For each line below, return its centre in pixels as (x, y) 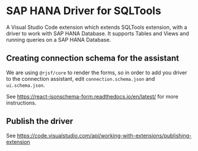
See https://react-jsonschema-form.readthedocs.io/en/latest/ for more (92, 96)
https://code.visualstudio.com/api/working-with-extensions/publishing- (104, 135)
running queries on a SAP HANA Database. (59, 40)
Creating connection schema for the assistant (93, 58)
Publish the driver (40, 121)
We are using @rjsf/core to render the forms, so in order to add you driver (97, 73)
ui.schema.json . (26, 85)
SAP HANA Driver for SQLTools (84, 11)
